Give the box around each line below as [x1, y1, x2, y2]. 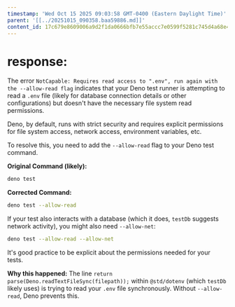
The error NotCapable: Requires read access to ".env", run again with [7, 76, 218, 85]
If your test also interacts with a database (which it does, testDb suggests [7, 214, 219, 223]
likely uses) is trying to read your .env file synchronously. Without [7, 284, 196, 292]
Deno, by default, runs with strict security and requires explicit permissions [7, 120, 224, 128]
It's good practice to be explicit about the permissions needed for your [7, 248, 211, 257]
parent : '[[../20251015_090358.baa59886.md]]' [7, 17, 145, 24]
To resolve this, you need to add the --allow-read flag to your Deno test [7, 141, 215, 149]
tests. [7, 255, 23, 264]
